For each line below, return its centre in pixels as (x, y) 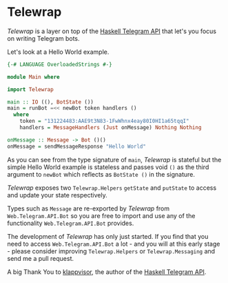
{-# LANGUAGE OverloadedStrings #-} (60, 64)
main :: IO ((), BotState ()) (51, 102)
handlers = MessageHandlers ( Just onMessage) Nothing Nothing (111, 128)
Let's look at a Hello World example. (58, 52)
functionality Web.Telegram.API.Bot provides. (71, 223)
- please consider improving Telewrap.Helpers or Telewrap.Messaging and (111, 251)
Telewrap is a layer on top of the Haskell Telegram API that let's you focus (112, 31)
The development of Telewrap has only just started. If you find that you (108, 236)
